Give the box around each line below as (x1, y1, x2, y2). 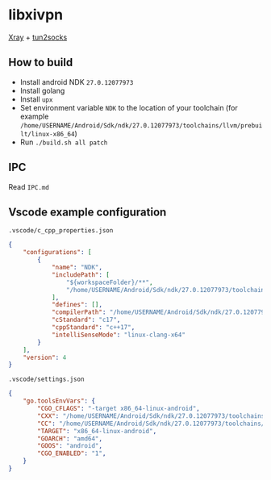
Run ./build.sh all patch (19, 137, 108, 147)
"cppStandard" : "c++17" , (51, 323, 135, 332)
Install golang (19, 86, 65, 95)
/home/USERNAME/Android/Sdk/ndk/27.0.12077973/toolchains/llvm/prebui (19, 121, 263, 130)
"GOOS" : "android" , (37, 442, 103, 450)
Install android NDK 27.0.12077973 (19, 77, 134, 86)
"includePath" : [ (51, 270, 110, 279)
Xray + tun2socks (8, 32, 68, 42)
